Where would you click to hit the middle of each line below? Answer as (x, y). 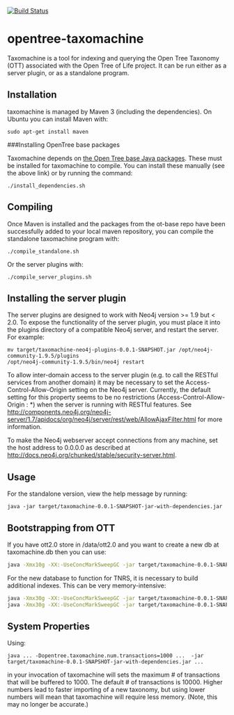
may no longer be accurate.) (48, 705)
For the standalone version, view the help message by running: (97, 494)
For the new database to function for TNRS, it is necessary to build (103, 578)
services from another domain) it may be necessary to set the (96, 382)
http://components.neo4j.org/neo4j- (59, 412)
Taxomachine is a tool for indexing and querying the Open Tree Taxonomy (113, 58)
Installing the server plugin (67, 298)
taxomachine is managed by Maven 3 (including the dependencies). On (110, 111)
